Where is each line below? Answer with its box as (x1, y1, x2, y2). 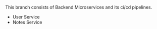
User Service (12, 14, 40, 19)
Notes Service (12, 19, 42, 25)
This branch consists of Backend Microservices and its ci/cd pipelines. (5, 4, 152, 10)
